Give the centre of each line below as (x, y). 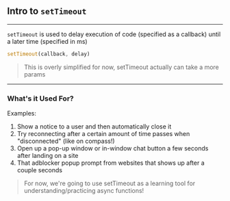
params (35, 74)
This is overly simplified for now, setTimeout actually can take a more (121, 67)
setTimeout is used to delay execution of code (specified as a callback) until (114, 34)
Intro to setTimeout (47, 11)
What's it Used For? (40, 98)
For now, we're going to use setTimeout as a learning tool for (110, 183)
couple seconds (40, 170)
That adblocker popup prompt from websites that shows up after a (111, 163)
